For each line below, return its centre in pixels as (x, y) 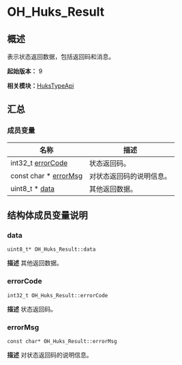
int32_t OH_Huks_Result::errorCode (58, 295)
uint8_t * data (32, 188)
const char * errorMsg (47, 175)
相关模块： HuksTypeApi (41, 86)
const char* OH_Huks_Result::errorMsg (62, 341)
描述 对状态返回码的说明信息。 (50, 355)
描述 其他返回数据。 (35, 263)
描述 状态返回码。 (32, 309)
